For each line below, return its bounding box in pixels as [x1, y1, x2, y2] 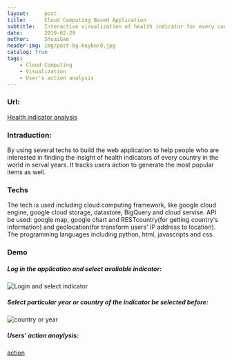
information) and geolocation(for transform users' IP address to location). [7, 223, 216, 232]
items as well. [7, 167, 46, 176]
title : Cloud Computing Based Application [7, 17, 147, 24]
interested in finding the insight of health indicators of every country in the [7, 153, 219, 161]
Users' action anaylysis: [7, 331, 79, 339]
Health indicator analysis [7, 113, 78, 121]
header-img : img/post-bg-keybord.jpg [7, 42, 116, 49]
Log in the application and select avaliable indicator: [7, 264, 162, 273]
